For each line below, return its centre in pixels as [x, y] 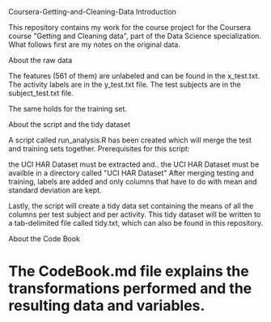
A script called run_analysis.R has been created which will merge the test [130, 140]
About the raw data [40, 60]
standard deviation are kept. [55, 190]
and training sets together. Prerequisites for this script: [99, 148]
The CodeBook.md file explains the [129, 271]
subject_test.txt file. [41, 93]
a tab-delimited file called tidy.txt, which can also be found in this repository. [136, 223]
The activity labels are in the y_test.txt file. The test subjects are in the [125, 85]
